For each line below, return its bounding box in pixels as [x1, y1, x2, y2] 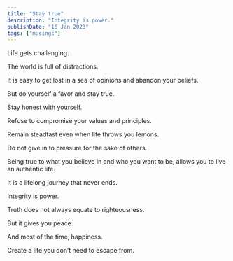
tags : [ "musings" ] [7, 29, 61, 37]
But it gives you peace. [7, 219, 73, 227]
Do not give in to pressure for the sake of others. [7, 144, 148, 153]
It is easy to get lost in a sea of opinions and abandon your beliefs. [7, 76, 199, 85]
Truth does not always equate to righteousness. [7, 206, 145, 214]
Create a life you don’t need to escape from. [7, 246, 134, 255]
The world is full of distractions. [7, 62, 99, 71]
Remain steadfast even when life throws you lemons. [7, 130, 160, 139]
